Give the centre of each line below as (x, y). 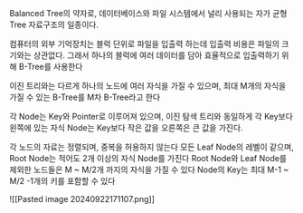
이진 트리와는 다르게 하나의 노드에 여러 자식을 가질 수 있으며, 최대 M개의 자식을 (148, 86)
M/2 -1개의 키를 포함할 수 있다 (62, 181)
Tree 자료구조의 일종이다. (54, 24)
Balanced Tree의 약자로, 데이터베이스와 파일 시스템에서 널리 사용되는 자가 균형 (148, 13)
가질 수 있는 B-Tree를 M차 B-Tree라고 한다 (85, 97)
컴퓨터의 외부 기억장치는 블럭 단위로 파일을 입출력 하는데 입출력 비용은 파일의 (145, 44)
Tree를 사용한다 (55, 67)
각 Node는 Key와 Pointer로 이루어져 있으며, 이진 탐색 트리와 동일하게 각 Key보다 (151, 116)
